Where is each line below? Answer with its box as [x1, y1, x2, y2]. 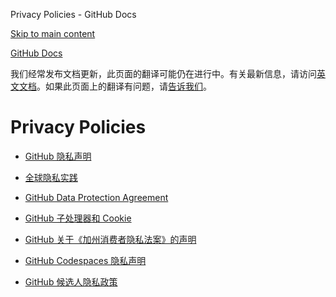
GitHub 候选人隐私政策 [24, 275, 118, 288]
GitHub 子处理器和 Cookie [24, 212, 132, 224]
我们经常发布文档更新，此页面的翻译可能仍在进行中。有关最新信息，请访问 [10, 68, 317, 79]
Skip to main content [10, 28, 96, 39]
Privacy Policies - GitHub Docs [10, 9, 137, 20]
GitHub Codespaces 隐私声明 [24, 254, 147, 266]
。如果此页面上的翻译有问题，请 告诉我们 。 [36, 80, 212, 92]
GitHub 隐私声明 [24, 150, 92, 162]
